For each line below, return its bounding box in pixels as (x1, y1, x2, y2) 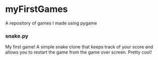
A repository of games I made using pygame (5, 20, 97, 26)
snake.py (5, 32, 29, 39)
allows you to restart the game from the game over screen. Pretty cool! (5, 49, 152, 55)
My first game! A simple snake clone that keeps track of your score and (5, 44, 153, 50)
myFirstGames (5, 3, 68, 15)
